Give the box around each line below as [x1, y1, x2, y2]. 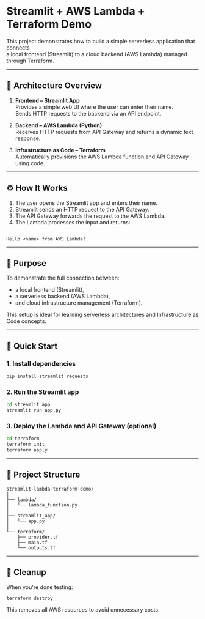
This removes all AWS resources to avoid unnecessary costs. [6, 606, 160, 613]
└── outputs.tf [17, 544, 56, 551]
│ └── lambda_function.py [6, 502, 78, 508]
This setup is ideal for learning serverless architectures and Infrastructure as [6, 311, 199, 319]
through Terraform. [6, 57, 55, 64]
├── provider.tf [17, 534, 59, 540]
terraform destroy [6, 595, 53, 601]
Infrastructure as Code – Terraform [15, 146, 106, 154]
